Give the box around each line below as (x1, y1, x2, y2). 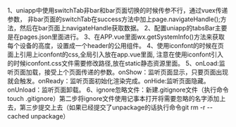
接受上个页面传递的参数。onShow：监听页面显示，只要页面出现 (44, 68, 229, 76)
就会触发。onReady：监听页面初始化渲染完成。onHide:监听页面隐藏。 (7, 77, 210, 85)
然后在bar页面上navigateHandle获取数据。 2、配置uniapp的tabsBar (19, 24, 215, 32)
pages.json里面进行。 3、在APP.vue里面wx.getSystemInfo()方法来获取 (19, 32, 225, 41)
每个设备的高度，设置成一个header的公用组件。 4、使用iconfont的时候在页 (7, 42, 224, 49)
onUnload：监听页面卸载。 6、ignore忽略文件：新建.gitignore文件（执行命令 (7, 85, 229, 94)
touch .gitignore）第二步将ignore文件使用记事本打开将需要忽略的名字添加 (7, 95, 220, 102)
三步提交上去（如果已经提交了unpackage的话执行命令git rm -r (25, 103, 206, 111)
